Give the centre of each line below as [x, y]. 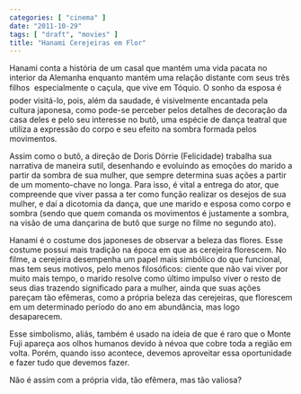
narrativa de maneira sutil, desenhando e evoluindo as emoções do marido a [151, 166]
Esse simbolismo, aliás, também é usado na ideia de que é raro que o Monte [150, 334]
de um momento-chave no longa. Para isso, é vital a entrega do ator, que [144, 185]
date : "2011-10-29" [46, 26]
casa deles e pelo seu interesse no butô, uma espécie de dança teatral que [148, 120]
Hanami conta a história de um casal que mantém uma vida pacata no [138, 68]
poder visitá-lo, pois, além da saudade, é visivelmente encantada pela [139, 101]
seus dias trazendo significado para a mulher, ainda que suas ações [135, 288]
